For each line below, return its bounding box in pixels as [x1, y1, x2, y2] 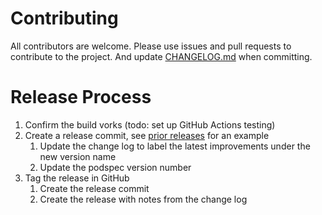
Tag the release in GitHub [24, 172, 130, 184]
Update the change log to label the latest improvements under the [39, 140, 311, 152]
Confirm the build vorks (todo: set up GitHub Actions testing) [24, 118, 276, 131]
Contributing [10, 7, 119, 30]
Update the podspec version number [39, 161, 192, 173]
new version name [39, 150, 117, 162]
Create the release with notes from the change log [39, 193, 248, 205]
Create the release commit [39, 182, 150, 194]
